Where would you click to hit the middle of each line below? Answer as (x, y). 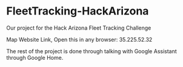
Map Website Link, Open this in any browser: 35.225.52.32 (79, 39)
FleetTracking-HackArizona (78, 11)
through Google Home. (35, 57)
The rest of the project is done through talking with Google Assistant (91, 51)
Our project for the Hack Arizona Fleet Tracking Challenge (79, 28)
